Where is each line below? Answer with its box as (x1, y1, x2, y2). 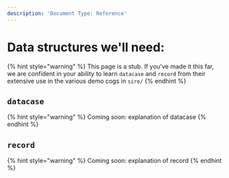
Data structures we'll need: (7, 39, 165, 55)
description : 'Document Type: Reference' (7, 10, 128, 17)
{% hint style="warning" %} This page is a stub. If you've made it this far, (7, 62, 215, 71)
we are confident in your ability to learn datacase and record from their (7, 69, 206, 77)
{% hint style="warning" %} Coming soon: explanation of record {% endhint (7, 157, 222, 165)
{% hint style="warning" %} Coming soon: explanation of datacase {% (7, 113, 207, 121)
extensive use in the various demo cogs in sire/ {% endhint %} (7, 77, 186, 85)
